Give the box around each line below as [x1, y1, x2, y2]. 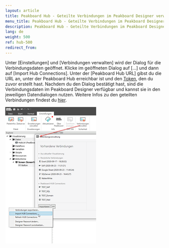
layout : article [5, 8, 39, 13]
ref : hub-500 [5, 40, 33, 45]
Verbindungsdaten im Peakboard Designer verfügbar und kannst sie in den [5, 86, 160, 92]
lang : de [5, 29, 24, 35]
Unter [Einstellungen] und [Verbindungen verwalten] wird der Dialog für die [5, 59, 161, 65]
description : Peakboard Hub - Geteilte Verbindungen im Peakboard [5, 24, 147, 29]
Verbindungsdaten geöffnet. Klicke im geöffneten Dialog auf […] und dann [5, 65, 159, 71]
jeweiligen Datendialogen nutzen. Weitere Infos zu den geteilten [5, 91, 137, 97]
